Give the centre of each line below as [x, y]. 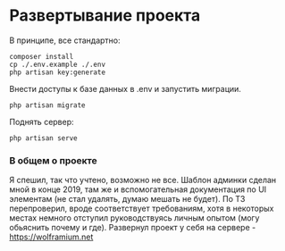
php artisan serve [43, 138]
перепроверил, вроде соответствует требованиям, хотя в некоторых [142, 209]
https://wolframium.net [51, 237]
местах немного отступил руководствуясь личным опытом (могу [134, 218]
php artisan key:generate [57, 72]
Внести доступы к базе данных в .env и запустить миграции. [125, 88]
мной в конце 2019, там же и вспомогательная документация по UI [138, 189]
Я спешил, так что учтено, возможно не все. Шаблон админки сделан [143, 180]
